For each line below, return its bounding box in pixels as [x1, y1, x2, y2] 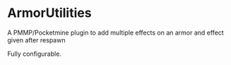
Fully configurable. [7, 49, 62, 58]
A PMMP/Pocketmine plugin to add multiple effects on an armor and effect [7, 28, 224, 37]
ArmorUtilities [7, 5, 92, 21]
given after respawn [7, 35, 66, 44]
